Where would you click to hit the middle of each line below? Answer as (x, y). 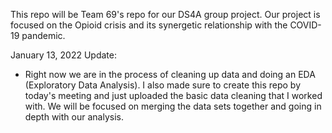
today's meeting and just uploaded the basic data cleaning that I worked (173, 95)
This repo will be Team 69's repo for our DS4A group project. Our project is (165, 14)
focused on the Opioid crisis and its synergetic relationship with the (149, 25)
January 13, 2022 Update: (64, 55)
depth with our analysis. (74, 117)
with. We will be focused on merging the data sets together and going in (173, 106)
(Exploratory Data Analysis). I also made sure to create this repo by (162, 85)
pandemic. (43, 35)
